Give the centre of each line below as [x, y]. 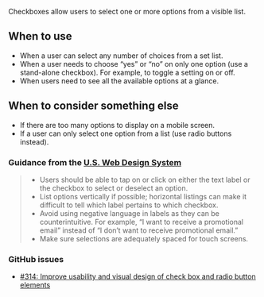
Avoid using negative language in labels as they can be [130, 213]
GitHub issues [36, 259]
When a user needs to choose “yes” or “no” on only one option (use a [134, 64]
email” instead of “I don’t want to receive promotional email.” [139, 230]
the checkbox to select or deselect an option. [114, 188]
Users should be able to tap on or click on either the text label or [145, 179]
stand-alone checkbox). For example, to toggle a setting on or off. [128, 72]
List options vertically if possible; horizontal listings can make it [143, 196]
